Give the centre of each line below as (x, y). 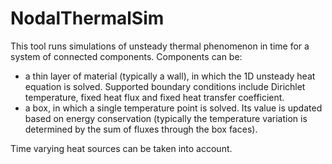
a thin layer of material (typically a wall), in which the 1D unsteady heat (170, 76)
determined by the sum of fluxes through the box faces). (141, 129)
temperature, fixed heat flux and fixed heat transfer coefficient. (154, 97)
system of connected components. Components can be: (126, 56)
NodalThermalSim (87, 18)
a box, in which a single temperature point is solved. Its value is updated (173, 108)
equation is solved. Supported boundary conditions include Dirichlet (165, 86)
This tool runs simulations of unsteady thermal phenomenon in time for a (160, 46)
